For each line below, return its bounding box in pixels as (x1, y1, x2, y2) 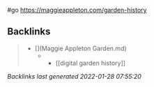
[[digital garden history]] (55, 59, 125, 67)
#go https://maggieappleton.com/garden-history (7, 6, 147, 14)
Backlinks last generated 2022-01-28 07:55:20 (7, 72, 141, 80)
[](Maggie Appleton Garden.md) (34, 44, 127, 52)
